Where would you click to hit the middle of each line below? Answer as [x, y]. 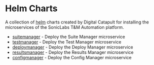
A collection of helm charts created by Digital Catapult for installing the [77, 22]
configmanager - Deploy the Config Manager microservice [72, 57]
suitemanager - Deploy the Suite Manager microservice [69, 37]
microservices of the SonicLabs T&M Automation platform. [65, 27]
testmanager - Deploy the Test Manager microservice [67, 42]
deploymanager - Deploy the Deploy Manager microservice [73, 47]
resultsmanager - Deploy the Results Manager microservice [73, 52]
